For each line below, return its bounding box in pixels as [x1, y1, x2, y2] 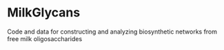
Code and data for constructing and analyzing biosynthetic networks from [7, 27, 218, 36]
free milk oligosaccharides [7, 34, 83, 42]
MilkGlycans [7, 5, 81, 21]
